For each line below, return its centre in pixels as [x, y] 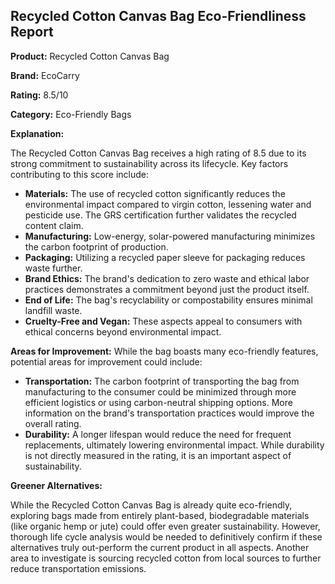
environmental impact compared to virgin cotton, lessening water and [168, 204]
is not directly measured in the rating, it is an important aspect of [158, 455]
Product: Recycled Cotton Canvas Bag [90, 56]
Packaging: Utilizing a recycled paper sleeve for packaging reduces [165, 257]
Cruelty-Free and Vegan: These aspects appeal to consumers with [163, 321]
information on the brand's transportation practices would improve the [169, 413]
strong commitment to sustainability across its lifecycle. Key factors [149, 163]
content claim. [54, 225]
